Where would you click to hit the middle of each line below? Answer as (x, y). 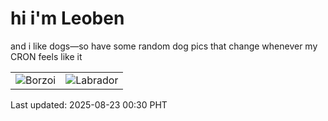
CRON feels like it (46, 56)
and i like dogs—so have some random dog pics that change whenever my (164, 46)
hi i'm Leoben (67, 18)
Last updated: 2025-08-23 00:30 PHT (89, 104)
